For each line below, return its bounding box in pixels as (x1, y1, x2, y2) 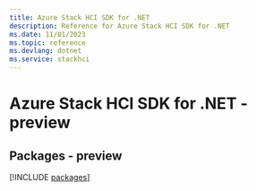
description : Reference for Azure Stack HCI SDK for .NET (9, 22, 230, 30)
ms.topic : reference (9, 38, 87, 48)
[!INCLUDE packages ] (9, 172, 90, 182)
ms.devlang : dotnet (9, 47, 82, 56)
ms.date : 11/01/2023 (9, 30, 87, 39)
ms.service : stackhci (9, 55, 90, 64)
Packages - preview (9, 148, 123, 163)
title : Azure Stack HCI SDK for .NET (9, 13, 150, 22)
